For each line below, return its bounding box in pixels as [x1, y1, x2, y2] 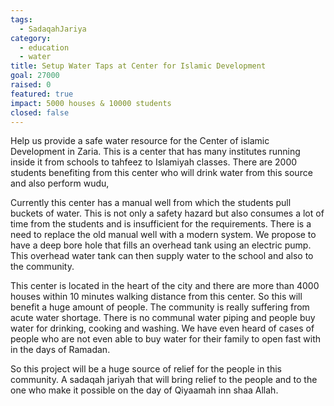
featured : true [10, 89, 74, 99]
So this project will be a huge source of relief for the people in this [10, 363, 282, 375]
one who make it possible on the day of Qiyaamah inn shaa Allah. [10, 384, 279, 396]
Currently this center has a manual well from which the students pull [10, 197, 292, 209]
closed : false [10, 107, 70, 118]
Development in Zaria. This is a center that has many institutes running [10, 146, 301, 158]
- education [19, 42, 70, 53]
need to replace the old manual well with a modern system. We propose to [10, 229, 317, 241]
